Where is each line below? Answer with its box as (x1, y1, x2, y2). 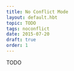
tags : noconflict (6, 25, 50, 32)
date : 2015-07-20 (6, 31, 50, 37)
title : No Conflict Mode (6, 8, 69, 15)
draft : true (6, 37, 36, 43)
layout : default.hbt (6, 14, 58, 20)
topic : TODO (6, 20, 36, 26)
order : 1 (6, 43, 28, 49)
